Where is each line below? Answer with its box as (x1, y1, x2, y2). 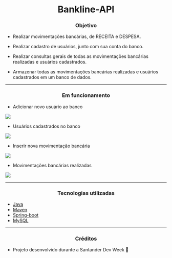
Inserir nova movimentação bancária (12, 143, 91, 149)
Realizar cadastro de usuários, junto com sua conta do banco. (12, 44, 144, 50)
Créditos (75, 235, 97, 242)
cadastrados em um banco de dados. (12, 74, 92, 81)
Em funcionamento (61, 92, 111, 99)
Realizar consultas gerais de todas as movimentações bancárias (12, 53, 148, 59)
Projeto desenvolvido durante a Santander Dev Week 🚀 (12, 247, 129, 253)
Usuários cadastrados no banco (12, 123, 80, 129)
